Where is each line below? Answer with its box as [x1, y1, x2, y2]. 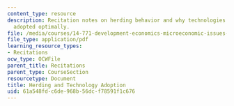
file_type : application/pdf [7, 36, 89, 43]
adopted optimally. [13, 23, 70, 30]
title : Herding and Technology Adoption [7, 82, 127, 89]
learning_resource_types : [7, 43, 82, 50]
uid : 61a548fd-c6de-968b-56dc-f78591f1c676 [7, 88, 136, 95]
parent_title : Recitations [7, 62, 86, 69]
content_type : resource [7, 10, 77, 17]
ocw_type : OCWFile [7, 56, 61, 63]
